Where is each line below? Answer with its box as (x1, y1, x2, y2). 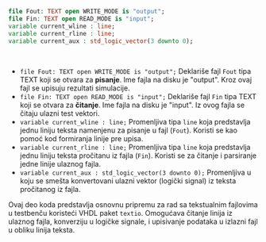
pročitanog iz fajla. (19, 185, 81, 194)
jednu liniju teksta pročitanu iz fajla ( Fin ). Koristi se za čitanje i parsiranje (19, 151, 257, 160)
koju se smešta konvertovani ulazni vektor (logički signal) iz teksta (19, 176, 237, 186)
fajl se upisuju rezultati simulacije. (19, 83, 130, 93)
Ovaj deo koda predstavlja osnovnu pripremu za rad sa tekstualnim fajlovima (8, 200, 258, 209)
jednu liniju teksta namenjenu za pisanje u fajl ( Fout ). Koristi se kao (19, 125, 238, 135)
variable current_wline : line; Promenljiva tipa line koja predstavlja (19, 117, 251, 127)
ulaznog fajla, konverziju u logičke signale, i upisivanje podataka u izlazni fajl (8, 217, 258, 226)
